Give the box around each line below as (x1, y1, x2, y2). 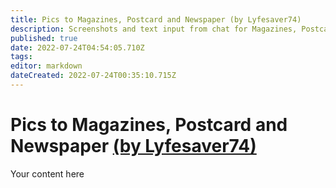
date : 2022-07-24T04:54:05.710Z (10, 42, 145, 53)
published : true (10, 33, 78, 43)
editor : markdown (10, 61, 83, 71)
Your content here (10, 167, 85, 180)
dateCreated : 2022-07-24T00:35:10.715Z (10, 71, 177, 81)
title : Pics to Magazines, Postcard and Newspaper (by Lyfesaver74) (10, 14, 302, 25)
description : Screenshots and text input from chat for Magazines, (10, 24, 298, 34)
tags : (10, 52, 33, 62)
